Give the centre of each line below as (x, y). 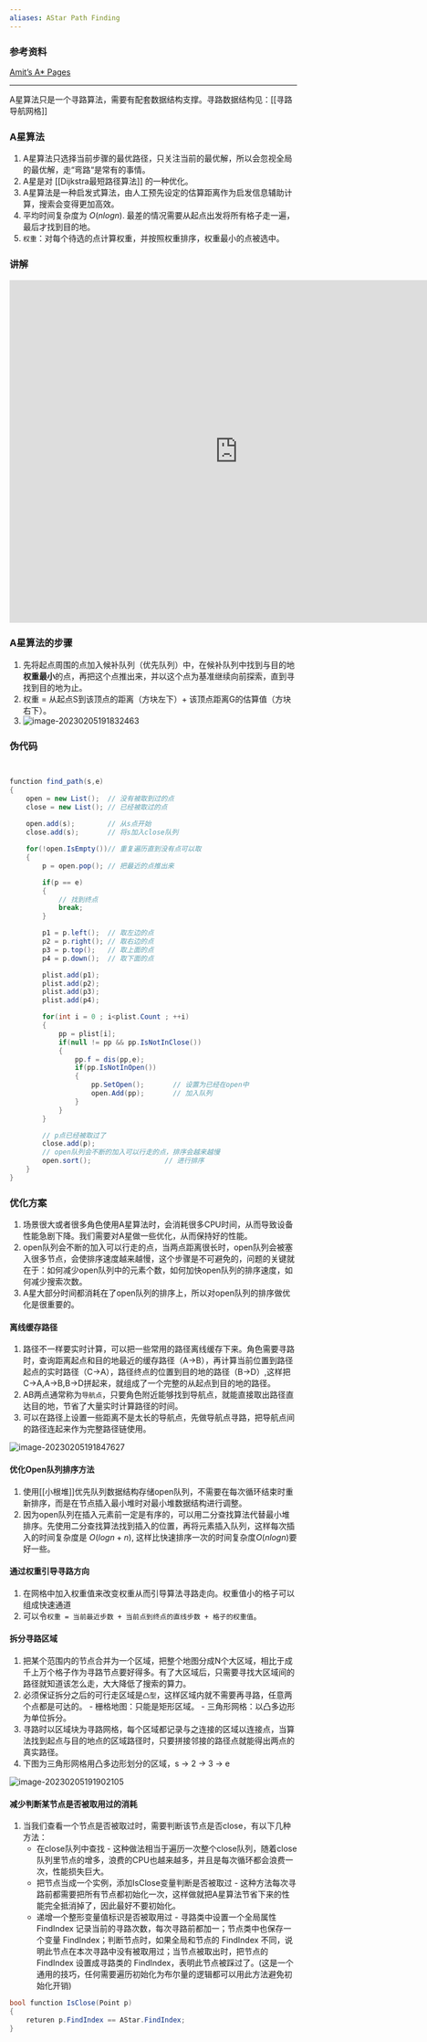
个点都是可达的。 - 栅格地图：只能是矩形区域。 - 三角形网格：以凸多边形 (159, 1706)
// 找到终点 (78, 899)
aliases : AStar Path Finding (65, 18)
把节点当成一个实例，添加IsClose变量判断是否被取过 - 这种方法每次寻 (166, 1883)
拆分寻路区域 (33, 1639)
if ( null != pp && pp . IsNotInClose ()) (130, 1042)
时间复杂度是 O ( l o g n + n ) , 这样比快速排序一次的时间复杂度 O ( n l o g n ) (164, 1537)
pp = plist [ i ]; (87, 1033)
